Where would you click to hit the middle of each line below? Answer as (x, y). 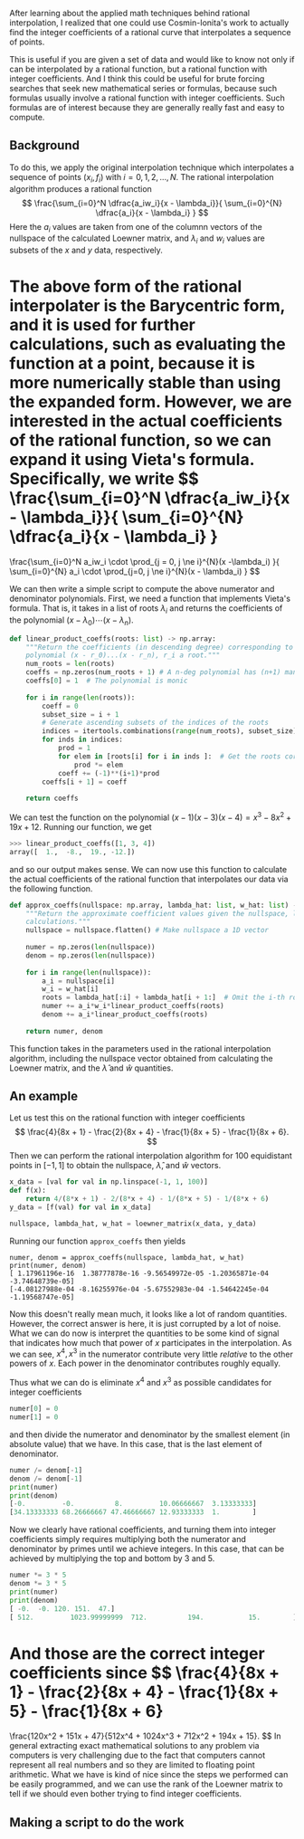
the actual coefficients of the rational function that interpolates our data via (149, 879)
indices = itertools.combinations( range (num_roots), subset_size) (170, 731)
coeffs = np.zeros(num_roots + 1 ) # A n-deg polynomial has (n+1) (153, 672)
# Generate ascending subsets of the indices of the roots (156, 723)
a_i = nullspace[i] (79, 981)
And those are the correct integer (137, 1653)
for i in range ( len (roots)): (81, 697)
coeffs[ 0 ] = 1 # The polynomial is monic (107, 681)
